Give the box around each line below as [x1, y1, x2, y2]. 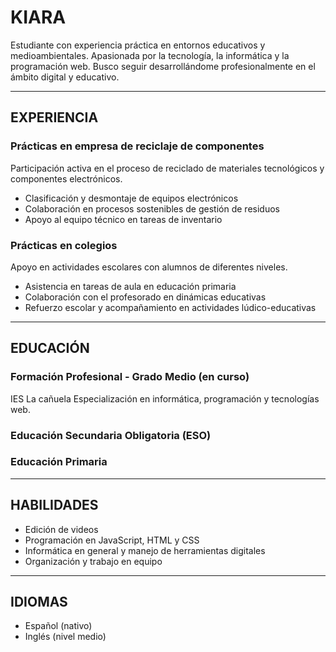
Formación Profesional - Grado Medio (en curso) [10, 370, 250, 384]
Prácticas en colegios [10, 238, 118, 252]
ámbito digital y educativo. [10, 71, 120, 83]
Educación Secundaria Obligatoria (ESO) [10, 428, 212, 442]
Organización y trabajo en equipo [24, 555, 163, 567]
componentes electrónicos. [10, 172, 123, 185]
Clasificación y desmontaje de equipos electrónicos [24, 192, 239, 204]
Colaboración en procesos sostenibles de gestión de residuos [24, 202, 280, 215]
